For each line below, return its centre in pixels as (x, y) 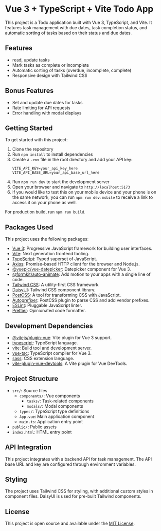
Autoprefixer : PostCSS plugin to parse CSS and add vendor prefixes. (81, 300)
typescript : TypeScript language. (45, 343)
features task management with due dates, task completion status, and (76, 27)
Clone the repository (33, 149)
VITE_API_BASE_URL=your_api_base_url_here (56, 173)
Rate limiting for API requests (41, 108)
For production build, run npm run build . (45, 212)
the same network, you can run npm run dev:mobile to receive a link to (82, 197)
